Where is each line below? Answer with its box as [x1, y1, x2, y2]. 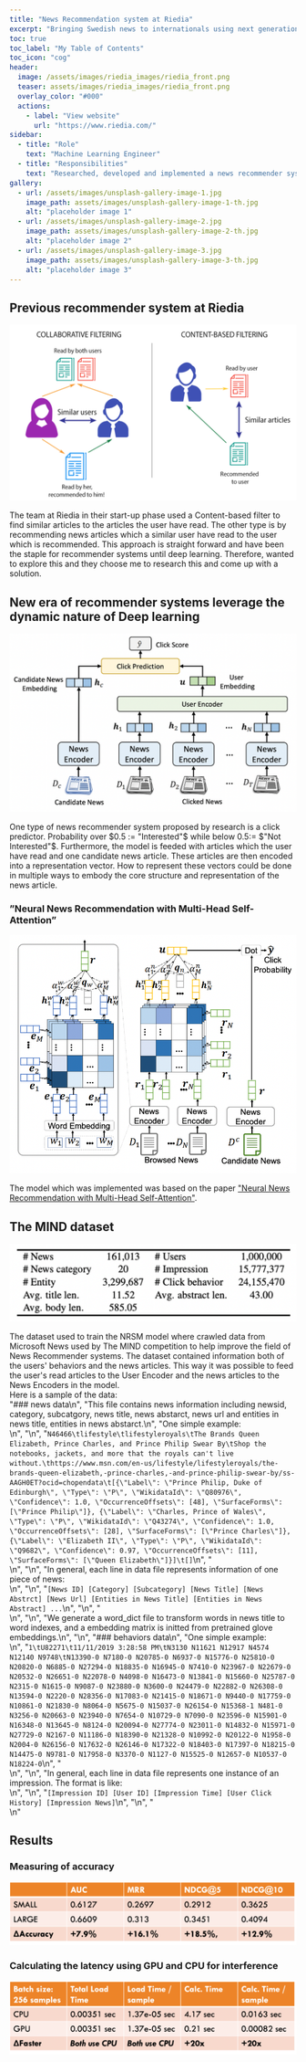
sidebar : [9, 131, 43, 140]
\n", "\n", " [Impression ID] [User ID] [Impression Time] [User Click [9, 1786, 272, 1798]
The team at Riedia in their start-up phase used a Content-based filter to [9, 510, 280, 521]
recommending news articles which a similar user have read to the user [9, 530, 278, 541]
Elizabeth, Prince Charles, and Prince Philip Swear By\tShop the [9, 1439, 267, 1448]
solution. [9, 568, 43, 579]
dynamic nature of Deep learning [9, 608, 200, 625]
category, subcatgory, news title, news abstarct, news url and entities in [9, 1408, 280, 1419]
